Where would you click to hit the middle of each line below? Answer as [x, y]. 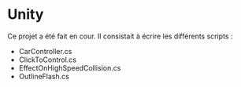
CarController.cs [45, 51]
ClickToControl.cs [47, 60]
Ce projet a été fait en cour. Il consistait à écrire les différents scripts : [120, 36]
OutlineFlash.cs [44, 76]
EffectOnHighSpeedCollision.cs [70, 67]
